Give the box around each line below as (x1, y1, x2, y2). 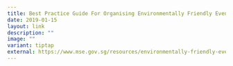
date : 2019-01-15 (7, 16, 58, 23)
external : (7, 49, 36, 56)
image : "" (7, 36, 36, 43)
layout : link (7, 23, 45, 30)
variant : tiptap (7, 42, 54, 49)
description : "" (7, 29, 54, 36)
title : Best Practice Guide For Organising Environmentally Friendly (7, 10, 213, 17)
